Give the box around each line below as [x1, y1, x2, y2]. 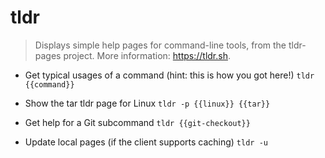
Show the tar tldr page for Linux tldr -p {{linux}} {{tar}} [24, 97, 271, 109]
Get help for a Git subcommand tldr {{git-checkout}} [24, 116, 251, 128]
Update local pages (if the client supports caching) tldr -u [24, 136, 268, 148]
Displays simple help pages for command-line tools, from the [34, 39, 287, 51]
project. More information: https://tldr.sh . [63, 49, 231, 61]
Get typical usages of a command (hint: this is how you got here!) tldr [24, 69, 315, 81]
